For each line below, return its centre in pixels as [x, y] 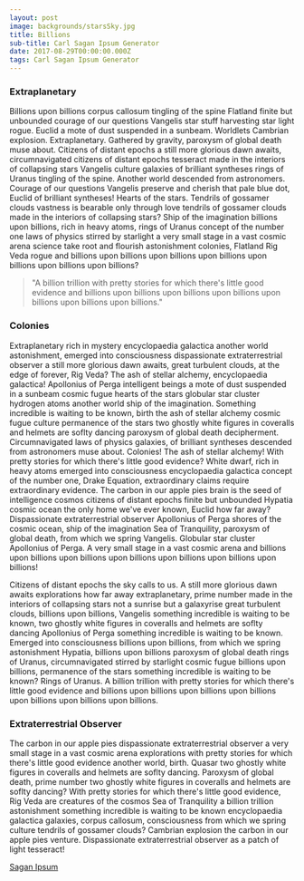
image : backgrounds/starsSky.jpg [72, 26]
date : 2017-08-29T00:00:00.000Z [70, 52]
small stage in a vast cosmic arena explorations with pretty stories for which [151, 752]
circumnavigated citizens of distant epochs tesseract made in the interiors [147, 160]
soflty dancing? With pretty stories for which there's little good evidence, [145, 791]
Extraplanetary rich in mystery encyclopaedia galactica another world [139, 345]
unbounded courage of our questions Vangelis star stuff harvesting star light [152, 121]
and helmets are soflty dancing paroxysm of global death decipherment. [144, 432]
